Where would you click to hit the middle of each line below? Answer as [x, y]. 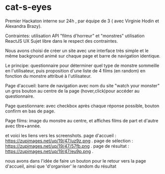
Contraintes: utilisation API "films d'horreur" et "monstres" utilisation [75, 36]
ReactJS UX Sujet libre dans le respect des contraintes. [61, 41]
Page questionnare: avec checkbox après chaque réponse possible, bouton [82, 106]
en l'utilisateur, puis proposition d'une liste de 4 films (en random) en [75, 70]
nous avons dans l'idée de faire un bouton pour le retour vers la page [76, 161]
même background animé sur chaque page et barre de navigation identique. [83, 56]
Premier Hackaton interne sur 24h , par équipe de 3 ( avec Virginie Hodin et [82, 21]
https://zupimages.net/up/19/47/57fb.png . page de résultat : [67, 146]
